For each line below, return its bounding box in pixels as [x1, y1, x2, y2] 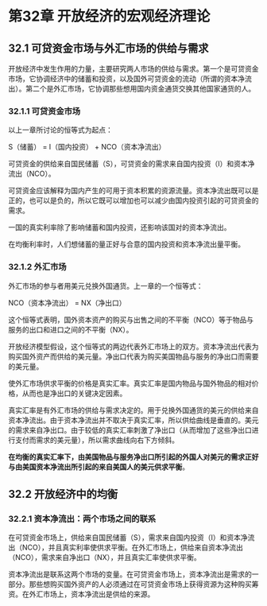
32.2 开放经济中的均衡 [8, 487, 118, 501]
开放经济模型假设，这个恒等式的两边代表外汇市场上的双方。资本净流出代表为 [8, 341, 259, 351]
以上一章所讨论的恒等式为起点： [8, 125, 113, 135]
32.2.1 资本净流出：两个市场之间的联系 [8, 513, 157, 524]
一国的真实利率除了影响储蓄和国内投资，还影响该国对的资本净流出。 [8, 223, 231, 232]
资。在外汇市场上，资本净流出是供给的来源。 [8, 589, 155, 599]
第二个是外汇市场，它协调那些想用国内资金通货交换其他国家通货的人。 [25, 84, 256, 93]
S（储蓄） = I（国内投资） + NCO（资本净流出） [8, 142, 166, 152]
